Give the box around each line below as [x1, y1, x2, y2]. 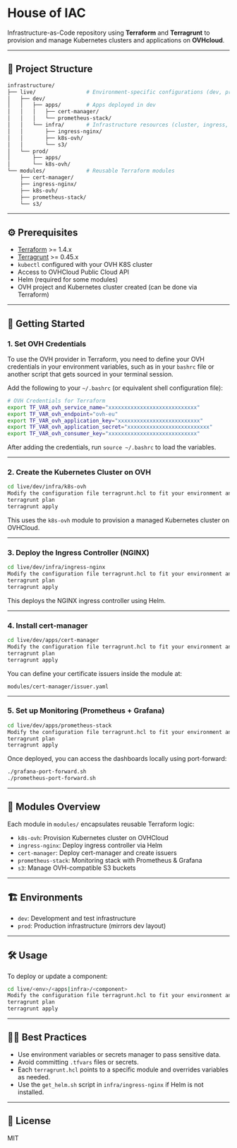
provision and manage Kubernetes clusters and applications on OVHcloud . [7, 35, 225, 44]
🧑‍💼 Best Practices [7, 1031, 87, 1043]
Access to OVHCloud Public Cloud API [17, 268, 129, 277]
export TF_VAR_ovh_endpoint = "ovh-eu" [7, 411, 119, 418]
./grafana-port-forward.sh [7, 768, 87, 776]
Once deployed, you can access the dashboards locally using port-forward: [7, 754, 227, 763]
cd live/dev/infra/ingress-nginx [7, 564, 106, 571]
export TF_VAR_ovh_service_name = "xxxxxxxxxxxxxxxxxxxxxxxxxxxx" [7, 403, 200, 411]
